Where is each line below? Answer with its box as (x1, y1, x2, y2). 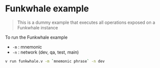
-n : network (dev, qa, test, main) (12, 49, 79, 55)
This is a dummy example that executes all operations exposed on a (17, 19, 156, 25)
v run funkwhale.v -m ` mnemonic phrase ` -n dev (5, 59, 105, 64)
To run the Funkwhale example (5, 34, 68, 40)
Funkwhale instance (17, 24, 58, 30)
